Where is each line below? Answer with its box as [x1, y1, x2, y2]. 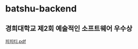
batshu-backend [5, 3, 77, 14]
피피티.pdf [5, 38, 26, 44]
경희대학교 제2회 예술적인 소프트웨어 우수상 [5, 24, 133, 32]
